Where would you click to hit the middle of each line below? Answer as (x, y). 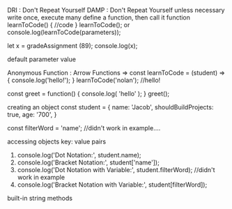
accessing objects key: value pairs (57, 141)
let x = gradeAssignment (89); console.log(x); (72, 46)
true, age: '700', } (32, 115)
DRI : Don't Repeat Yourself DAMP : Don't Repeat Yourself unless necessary (116, 10)
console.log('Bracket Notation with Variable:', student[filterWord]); (112, 185)
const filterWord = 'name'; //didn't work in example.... (84, 128)
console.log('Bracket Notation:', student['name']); (88, 162)
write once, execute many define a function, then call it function (99, 17)
